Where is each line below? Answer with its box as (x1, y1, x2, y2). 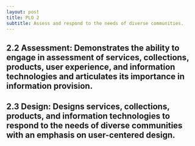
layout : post (6, 9, 40, 15)
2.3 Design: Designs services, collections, (6, 102, 170, 112)
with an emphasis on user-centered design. (6, 130, 175, 141)
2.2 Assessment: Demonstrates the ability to (6, 43, 180, 53)
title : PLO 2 (6, 15, 40, 21)
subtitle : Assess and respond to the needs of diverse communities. (6, 20, 184, 26)
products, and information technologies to (6, 111, 171, 122)
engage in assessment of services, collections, (6, 52, 190, 63)
